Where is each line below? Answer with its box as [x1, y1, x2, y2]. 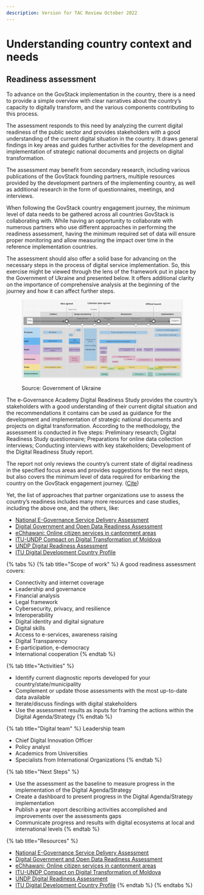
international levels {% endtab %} [15, 825, 100, 833]
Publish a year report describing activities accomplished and [15, 806, 167, 813]
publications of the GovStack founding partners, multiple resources [6, 172, 175, 180]
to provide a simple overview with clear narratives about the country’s [6, 97, 181, 104]
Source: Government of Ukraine [21, 384, 102, 391]
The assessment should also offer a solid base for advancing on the [6, 254, 177, 262]
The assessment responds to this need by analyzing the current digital [6, 122, 183, 129]
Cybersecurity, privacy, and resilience [15, 605, 111, 612]
